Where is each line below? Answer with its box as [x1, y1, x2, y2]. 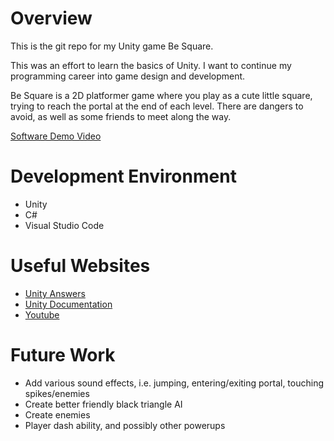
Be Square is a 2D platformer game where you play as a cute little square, [10, 89, 313, 101]
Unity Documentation [24, 298, 113, 310]
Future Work [10, 344, 116, 366]
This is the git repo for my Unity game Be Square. [10, 40, 214, 52]
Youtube [24, 308, 60, 321]
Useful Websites [10, 255, 151, 277]
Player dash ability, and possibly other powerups [24, 419, 226, 431]
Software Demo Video [10, 130, 102, 142]
